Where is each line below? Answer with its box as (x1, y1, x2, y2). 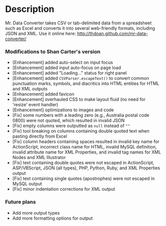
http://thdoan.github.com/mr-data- (77, 30, 148, 36)
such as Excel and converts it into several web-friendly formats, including (5, 25, 155, 31)
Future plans (5, 199, 36, 206)
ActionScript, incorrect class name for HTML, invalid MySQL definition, (12, 144, 157, 150)
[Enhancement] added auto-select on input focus (12, 60, 113, 66)
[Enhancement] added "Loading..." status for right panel (12, 70, 127, 76)
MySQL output (12, 181, 42, 187)
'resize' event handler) (12, 102, 58, 108)
